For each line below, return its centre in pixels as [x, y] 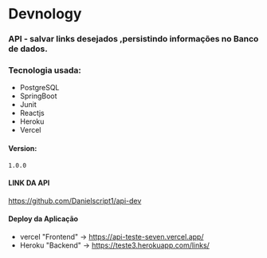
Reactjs [32, 113]
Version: [23, 148]
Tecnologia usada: [45, 70]
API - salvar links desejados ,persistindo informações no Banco [133, 39]
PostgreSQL [39, 88]
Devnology [45, 14]
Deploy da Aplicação [43, 219]
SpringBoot [38, 96]
